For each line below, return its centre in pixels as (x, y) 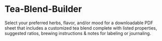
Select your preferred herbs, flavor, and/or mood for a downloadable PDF (79, 23)
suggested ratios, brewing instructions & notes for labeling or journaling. (78, 33)
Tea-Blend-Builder (43, 9)
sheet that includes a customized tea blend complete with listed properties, (81, 28)
